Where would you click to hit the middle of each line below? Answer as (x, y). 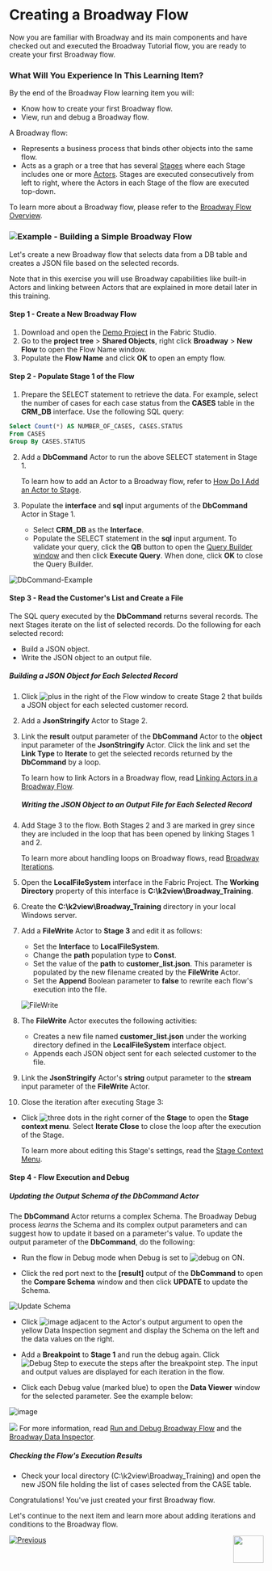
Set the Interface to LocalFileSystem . (96, 946)
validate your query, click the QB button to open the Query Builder (142, 546)
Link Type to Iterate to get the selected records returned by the (127, 753)
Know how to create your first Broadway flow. (96, 109)
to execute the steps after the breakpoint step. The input (164, 1363)
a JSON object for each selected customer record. (105, 705)
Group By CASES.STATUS (47, 441)
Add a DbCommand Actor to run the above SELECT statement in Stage (139, 457)
